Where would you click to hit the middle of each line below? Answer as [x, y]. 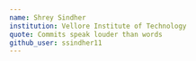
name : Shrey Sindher [48, 17]
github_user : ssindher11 [56, 43]
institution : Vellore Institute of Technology [98, 26]
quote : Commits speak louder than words [86, 34]
